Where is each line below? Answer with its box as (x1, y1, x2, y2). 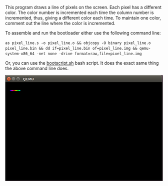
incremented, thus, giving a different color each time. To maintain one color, (5, 15, 161, 21)
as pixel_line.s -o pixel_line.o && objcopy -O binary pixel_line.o (5, 41, 151, 46)
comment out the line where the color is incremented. (5, 20, 116, 26)
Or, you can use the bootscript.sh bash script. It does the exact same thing (5, 60, 159, 66)
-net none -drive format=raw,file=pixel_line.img (36, 51, 142, 56)
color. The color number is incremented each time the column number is (5, 10, 154, 16)
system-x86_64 (5, 51, 35, 56)
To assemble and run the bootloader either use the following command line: (5, 30, 161, 36)
